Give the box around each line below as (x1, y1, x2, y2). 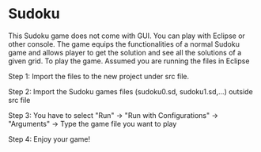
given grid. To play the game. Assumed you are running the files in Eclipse (8, 56, 250, 66)
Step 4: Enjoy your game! (8, 134, 91, 143)
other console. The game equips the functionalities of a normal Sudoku (8, 39, 240, 48)
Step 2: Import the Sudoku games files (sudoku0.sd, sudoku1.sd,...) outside (8, 86, 253, 96)
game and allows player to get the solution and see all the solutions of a (8, 47, 242, 57)
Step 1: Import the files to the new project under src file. (8, 71, 190, 81)
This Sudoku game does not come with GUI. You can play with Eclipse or (8, 31, 245, 40)
